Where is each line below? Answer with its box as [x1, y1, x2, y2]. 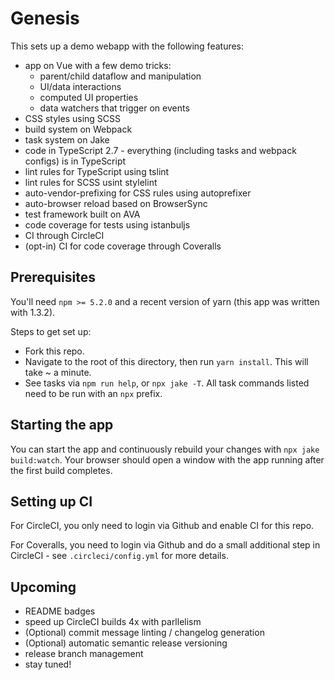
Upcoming [10, 578, 77, 596]
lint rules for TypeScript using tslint [24, 165, 170, 177]
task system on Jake [24, 133, 110, 146]
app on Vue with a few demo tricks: [24, 59, 172, 71]
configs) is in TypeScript [24, 155, 127, 167]
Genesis [10, 7, 80, 30]
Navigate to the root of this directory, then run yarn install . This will [24, 355, 309, 367]
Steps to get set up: [10, 325, 92, 337]
